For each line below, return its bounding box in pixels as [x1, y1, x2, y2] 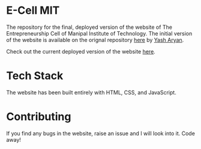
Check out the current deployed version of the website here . [6, 47, 156, 55]
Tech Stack [6, 69, 64, 83]
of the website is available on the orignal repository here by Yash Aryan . [6, 36, 184, 43]
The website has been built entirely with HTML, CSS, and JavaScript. [6, 88, 177, 96]
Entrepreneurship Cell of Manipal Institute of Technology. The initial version [6, 29, 193, 37]
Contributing [6, 110, 71, 124]
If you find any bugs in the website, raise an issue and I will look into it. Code [6, 130, 195, 137]
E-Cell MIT [6, 4, 60, 17]
